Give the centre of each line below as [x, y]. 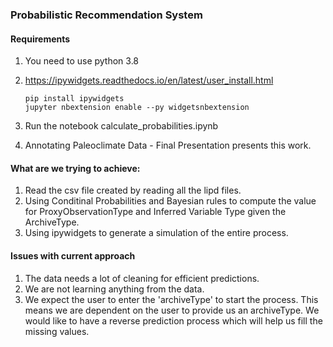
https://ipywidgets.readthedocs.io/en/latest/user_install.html [149, 80]
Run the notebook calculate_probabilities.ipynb [121, 126]
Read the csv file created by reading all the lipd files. [133, 190]
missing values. [57, 331]
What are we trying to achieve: [75, 168]
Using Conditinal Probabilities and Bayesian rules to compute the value [170, 201]
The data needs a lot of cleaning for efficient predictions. [142, 278]
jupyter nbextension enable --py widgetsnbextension [137, 108]
